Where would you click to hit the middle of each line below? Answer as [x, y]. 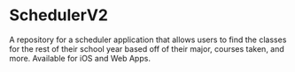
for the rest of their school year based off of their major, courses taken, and [147, 48]
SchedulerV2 [59, 15]
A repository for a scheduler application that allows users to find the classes [148, 40]
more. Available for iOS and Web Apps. [80, 58]
